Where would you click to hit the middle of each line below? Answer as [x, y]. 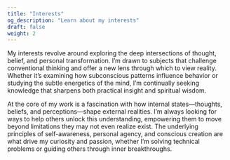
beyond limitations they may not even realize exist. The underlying [103, 126]
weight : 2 [22, 33]
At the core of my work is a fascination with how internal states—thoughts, [115, 104]
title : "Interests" [36, 14]
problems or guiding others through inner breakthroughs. [90, 149]
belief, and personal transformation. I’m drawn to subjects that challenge [112, 61]
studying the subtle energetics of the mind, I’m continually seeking [103, 83]
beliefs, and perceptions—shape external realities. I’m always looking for [112, 112]
